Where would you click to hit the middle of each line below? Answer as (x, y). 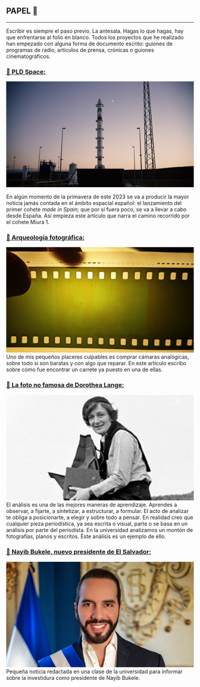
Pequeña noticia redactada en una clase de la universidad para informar (94, 672)
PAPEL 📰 (22, 11)
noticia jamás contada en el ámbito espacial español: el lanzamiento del (94, 203)
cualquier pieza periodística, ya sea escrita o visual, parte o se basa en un (97, 524)
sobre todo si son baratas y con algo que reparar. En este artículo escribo (96, 363)
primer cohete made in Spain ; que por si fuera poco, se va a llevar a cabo (96, 209)
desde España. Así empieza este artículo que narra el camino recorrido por (98, 216)
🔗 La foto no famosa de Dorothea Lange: (65, 385)
